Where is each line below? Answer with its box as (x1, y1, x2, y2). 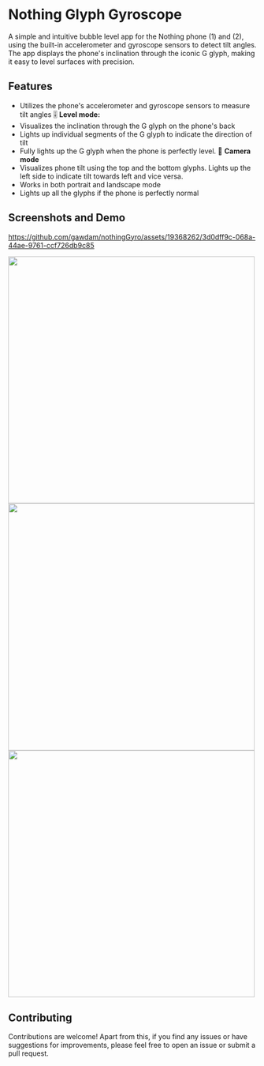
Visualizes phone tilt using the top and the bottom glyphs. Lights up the (19, 163, 251, 172)
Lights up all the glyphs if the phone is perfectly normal (19, 188, 199, 198)
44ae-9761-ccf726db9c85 (8, 240, 95, 250)
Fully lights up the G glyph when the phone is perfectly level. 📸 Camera (19, 146, 251, 156)
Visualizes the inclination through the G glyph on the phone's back (19, 121, 236, 130)
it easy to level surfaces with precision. (8, 57, 136, 66)
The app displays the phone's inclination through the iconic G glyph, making (8, 48, 255, 58)
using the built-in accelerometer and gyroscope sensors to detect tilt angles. (8, 40, 257, 49)
